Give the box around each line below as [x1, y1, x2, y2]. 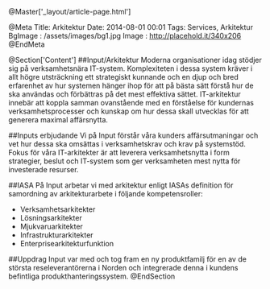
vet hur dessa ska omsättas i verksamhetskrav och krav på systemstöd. [8, 139, 246, 148]
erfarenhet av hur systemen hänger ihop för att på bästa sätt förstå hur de [8, 81, 254, 90]
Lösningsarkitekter [19, 213, 82, 222]
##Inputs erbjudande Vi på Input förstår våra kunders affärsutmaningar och [8, 130, 259, 140]
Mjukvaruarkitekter [19, 221, 83, 231]
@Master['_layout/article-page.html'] [8, 7, 131, 16]
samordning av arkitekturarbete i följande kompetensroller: [8, 189, 203, 198]
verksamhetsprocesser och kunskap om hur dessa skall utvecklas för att [8, 106, 250, 116]
